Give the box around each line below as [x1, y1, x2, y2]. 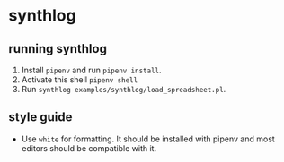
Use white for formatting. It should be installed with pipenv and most [21, 133, 275, 144]
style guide [8, 109, 73, 125]
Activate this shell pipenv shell [21, 74, 138, 85]
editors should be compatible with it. [21, 142, 157, 153]
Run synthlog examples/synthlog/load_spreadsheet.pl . [21, 84, 226, 94]
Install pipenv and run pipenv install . [21, 64, 163, 75]
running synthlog [8, 41, 107, 56]
